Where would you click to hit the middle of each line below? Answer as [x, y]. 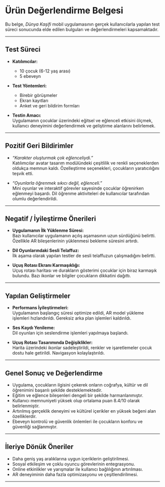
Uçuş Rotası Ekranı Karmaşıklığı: [46, 265]
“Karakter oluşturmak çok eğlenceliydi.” [53, 158]
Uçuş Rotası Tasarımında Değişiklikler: [52, 343]
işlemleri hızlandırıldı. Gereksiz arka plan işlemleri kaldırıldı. [72, 318]
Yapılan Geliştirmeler [38, 296]
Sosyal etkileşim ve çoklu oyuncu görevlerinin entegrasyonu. [73, 464]
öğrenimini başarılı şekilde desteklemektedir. [57, 390]
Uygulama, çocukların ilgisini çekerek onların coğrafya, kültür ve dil [80, 385]
